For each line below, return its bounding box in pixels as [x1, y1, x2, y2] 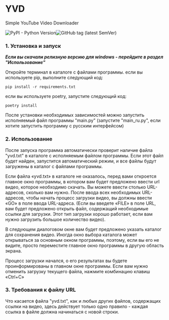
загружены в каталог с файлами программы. [5, 163, 103, 169]
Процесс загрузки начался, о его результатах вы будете [5, 258, 128, 264]
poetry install [5, 103, 37, 108]
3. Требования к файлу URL [5, 286, 76, 294]
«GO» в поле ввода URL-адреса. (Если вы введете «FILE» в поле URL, [5, 200, 156, 206]
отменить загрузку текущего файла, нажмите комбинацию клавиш [5, 268, 150, 274]
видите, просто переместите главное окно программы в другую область [5, 242, 164, 248]
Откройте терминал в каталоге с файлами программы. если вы [5, 69, 143, 75]
